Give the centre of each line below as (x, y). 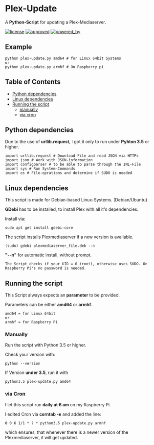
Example (19, 47)
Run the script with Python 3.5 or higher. (46, 345)
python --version (23, 364)
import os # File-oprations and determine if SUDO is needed (69, 173)
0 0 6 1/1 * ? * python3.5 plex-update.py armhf (55, 423)
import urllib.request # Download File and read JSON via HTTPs (72, 156)
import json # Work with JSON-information (49, 160)
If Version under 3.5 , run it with (37, 372)
